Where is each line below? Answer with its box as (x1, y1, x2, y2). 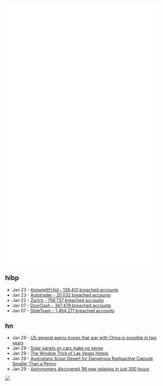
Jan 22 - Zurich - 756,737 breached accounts (12, 297, 104, 303)
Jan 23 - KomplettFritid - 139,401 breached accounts (12, 286, 119, 293)
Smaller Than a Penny (12, 361, 57, 367)
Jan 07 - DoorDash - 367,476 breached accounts (12, 302, 111, 308)
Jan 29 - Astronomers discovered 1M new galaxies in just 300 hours (12, 366, 150, 372)
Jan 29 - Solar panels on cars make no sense (12, 345, 103, 351)
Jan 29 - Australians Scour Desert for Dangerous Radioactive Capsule (12, 356, 153, 361)
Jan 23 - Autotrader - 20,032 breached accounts (12, 292, 111, 298)
